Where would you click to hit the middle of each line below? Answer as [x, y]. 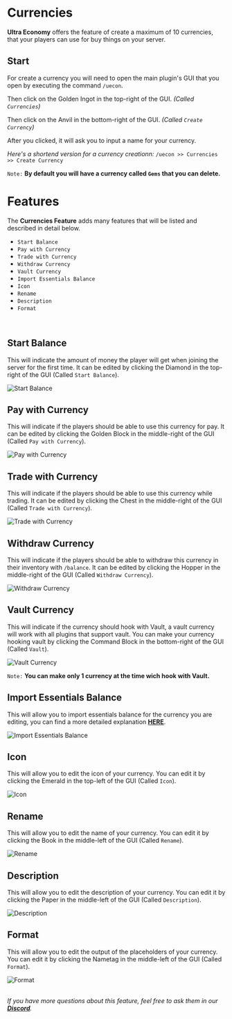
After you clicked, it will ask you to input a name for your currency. [101, 140]
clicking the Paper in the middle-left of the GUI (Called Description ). [105, 900]
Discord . [20, 1008]
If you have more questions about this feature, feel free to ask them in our [113, 1000]
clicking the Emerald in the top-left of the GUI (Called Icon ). [92, 781]
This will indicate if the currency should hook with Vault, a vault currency [111, 627]
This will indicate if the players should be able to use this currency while [110, 494]
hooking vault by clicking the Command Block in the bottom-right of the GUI [115, 641]
